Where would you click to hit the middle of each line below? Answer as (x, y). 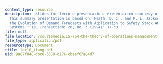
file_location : (20, 37)
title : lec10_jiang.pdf (29, 50)
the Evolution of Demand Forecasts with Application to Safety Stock (81, 23)
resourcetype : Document (29, 45)
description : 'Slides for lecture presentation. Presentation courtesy (79, 14)
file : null (16, 32)
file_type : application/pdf (33, 41)
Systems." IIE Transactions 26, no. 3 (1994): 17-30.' (66, 27)
